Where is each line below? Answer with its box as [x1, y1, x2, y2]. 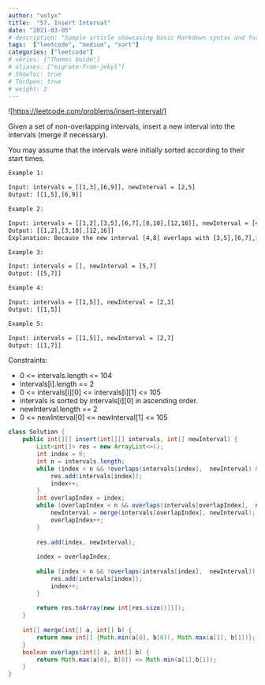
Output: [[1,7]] [8, 341, 62, 350]
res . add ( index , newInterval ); [36, 538, 136, 546]
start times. [8, 154, 45, 163]
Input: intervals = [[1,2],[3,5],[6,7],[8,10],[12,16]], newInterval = [8, 219, 248, 227]
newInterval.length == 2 [19, 404, 98, 414]
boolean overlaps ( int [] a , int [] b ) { [22, 648, 150, 656]
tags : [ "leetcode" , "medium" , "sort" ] [8, 41, 140, 49]
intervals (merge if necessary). [8, 130, 108, 140]
